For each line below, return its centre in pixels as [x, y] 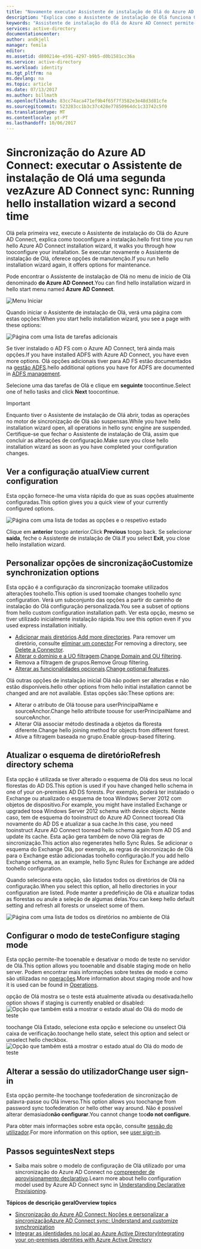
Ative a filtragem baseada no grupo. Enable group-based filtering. [95, 736]
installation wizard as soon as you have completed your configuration [92, 447]
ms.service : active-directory [44, 62]
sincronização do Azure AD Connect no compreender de [85, 1172]
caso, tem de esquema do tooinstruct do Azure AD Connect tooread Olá [95, 817]
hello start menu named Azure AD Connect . [60, 289]
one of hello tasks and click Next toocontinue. [63, 392]
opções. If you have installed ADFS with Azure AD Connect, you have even [98, 355]
